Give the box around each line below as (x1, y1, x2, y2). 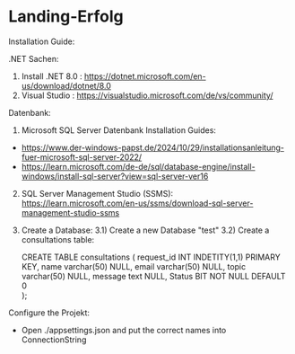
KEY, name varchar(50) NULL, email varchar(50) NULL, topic (21, 261, 247, 271)
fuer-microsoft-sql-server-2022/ (21, 151, 143, 163)
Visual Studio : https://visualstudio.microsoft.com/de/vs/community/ (21, 90, 273, 101)
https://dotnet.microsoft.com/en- (83, 70, 207, 82)
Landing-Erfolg (8, 6, 124, 27)
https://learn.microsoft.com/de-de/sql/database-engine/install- (21, 161, 256, 172)
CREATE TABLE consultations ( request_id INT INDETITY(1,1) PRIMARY (21, 252, 281, 262)
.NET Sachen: (8, 53, 59, 64)
